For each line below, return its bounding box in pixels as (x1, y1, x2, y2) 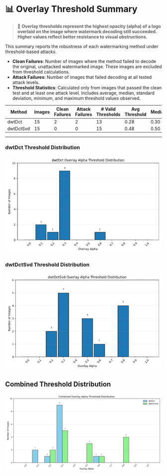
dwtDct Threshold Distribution (5, 144, 81, 151)
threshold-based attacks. (5, 49, 57, 55)
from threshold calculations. (12, 68, 70, 74)
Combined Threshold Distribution (5, 380, 111, 389)
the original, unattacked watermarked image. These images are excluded (12, 64, 162, 69)
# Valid (101, 106, 116, 112)
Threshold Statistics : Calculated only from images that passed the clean (12, 84, 162, 90)
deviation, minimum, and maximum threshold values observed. (12, 95, 141, 101)
